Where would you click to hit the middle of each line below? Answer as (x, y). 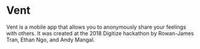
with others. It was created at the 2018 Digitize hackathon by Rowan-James (100, 33)
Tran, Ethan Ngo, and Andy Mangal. (51, 39)
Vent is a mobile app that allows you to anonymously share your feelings (96, 27)
